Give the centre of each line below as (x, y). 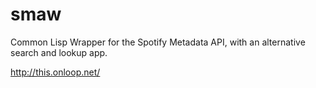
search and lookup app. (59, 52)
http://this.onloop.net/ (55, 72)
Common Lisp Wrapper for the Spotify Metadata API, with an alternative (158, 42)
